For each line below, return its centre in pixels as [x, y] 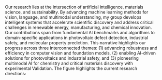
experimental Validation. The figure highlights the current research [71, 68]
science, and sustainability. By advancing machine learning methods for [77, 12]
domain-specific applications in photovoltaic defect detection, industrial [77, 38]
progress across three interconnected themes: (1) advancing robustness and [81, 48]
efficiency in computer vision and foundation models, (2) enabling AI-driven [81, 53]
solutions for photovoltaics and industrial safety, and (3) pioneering [72, 58]
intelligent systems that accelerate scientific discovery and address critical [79, 22]
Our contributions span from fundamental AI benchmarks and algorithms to [80, 33]
